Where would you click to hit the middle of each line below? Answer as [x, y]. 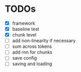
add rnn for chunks [32, 52]
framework [24, 23]
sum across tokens [32, 46]
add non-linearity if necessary [44, 41]
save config [24, 58]
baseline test [25, 29]
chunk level [24, 35]
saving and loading [32, 64]
